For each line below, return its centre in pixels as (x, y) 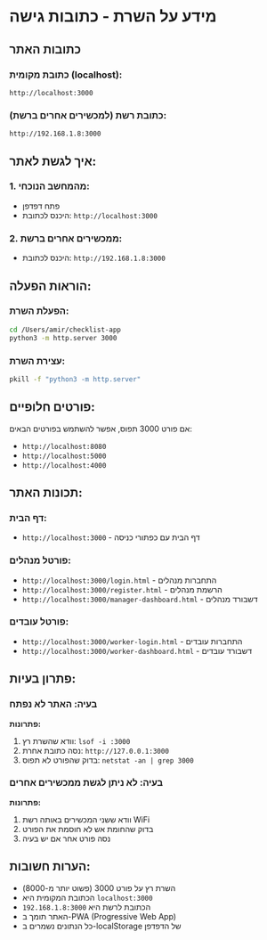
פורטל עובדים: (39, 622)
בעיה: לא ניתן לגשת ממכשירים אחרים (86, 783)
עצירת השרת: (37, 361)
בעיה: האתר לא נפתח (53, 704)
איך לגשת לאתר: (53, 161)
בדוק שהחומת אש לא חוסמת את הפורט (88, 829)
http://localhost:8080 (64, 446)
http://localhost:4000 (64, 465)
